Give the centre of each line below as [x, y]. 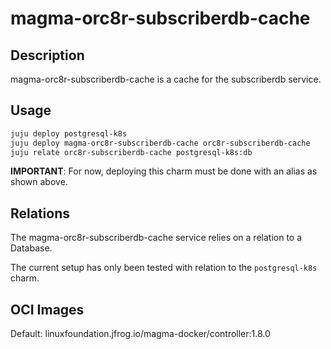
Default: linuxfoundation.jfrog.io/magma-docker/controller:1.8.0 [140, 334]
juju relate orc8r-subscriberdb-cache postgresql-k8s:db [131, 152]
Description [47, 55]
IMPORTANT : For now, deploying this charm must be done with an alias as [164, 171]
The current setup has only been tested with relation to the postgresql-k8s [164, 268]
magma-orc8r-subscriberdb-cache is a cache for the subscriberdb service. [166, 79]
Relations [40, 213]
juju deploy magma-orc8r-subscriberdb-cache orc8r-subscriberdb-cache [160, 143]
